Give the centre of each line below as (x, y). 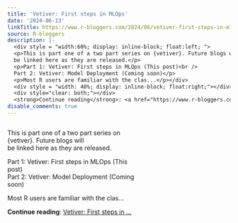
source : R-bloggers (36, 34)
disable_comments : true (42, 107)
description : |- (31, 40)
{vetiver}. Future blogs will (46, 140)
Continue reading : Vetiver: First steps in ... (70, 212)
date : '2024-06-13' (36, 21)
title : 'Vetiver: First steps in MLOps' (68, 14)
